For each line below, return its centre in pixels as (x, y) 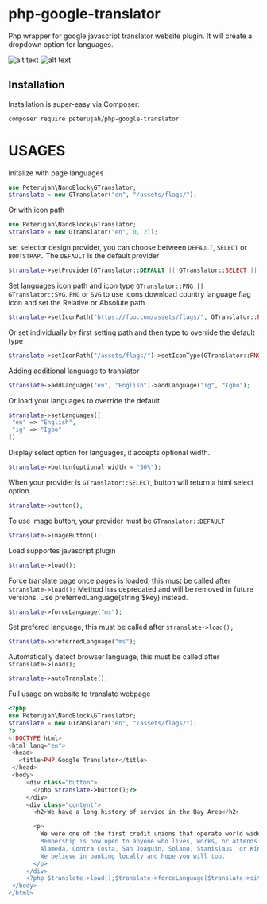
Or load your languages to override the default (84, 400)
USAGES (37, 150)
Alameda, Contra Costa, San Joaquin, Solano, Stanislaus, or (143, 849)
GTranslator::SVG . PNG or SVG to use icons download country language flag (130, 294)
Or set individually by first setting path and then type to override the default (132, 332)
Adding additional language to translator (74, 371)
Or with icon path (37, 210)
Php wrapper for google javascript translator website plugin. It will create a (130, 36)
